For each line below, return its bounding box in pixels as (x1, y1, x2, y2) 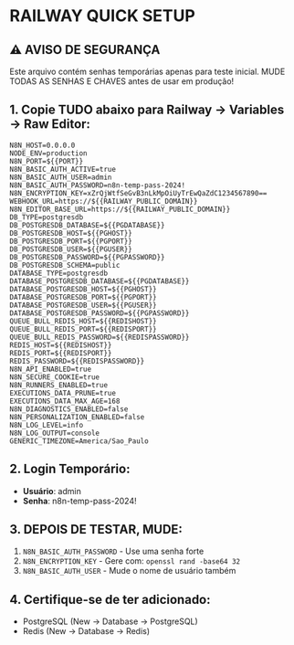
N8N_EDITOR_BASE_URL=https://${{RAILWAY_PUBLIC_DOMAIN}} (9, 205, 231, 214)
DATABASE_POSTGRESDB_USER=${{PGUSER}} (9, 301, 157, 310)
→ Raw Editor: (9, 116, 91, 132)
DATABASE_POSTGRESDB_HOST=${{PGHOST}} (9, 284, 157, 293)
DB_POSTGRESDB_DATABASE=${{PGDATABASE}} (9, 220, 166, 229)
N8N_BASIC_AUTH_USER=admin (9, 173, 112, 182)
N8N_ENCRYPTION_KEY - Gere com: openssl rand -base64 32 (22, 555, 240, 566)
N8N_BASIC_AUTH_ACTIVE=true (9, 164, 117, 174)
